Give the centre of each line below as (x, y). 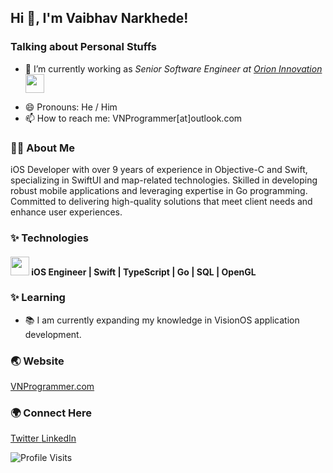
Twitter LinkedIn (43, 438)
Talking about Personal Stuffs (84, 47)
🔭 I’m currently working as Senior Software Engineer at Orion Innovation (173, 68)
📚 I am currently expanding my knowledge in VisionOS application (162, 320)
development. (53, 334)
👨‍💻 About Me (42, 148)
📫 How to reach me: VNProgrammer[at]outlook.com (133, 118)
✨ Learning (38, 298)
